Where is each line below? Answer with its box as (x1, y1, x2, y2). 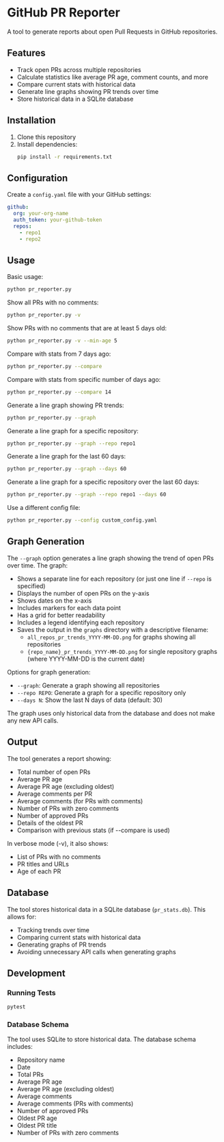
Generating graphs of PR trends (16, 940, 107, 949)
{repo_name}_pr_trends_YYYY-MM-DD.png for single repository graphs (27, 647, 217, 655)
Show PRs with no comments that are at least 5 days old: (7, 324, 167, 332)
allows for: (7, 912, 37, 921)
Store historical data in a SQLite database (16, 95, 134, 103)
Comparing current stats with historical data (16, 933, 141, 941)
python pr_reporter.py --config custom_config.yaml (7, 517, 157, 524)
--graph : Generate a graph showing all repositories (16, 681, 160, 690)
